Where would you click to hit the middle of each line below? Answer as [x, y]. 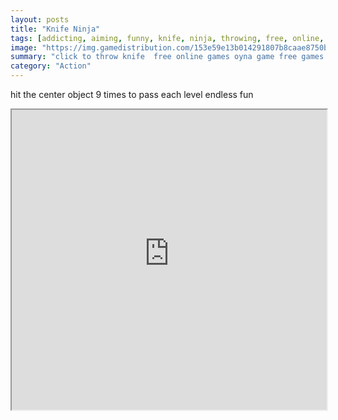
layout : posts [40, 19]
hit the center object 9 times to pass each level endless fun [132, 94]
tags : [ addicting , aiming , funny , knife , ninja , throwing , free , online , [167, 38]
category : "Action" [51, 66]
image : [24, 47]
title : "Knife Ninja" [55, 29]
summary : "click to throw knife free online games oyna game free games [167, 57]
